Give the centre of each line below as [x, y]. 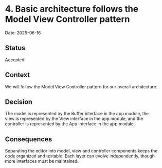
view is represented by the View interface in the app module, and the [74, 119]
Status [15, 48]
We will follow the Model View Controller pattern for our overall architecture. [81, 86]
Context [18, 75]
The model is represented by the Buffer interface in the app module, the [77, 114]
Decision [19, 102]
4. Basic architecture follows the [72, 9]
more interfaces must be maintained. [42, 161]
